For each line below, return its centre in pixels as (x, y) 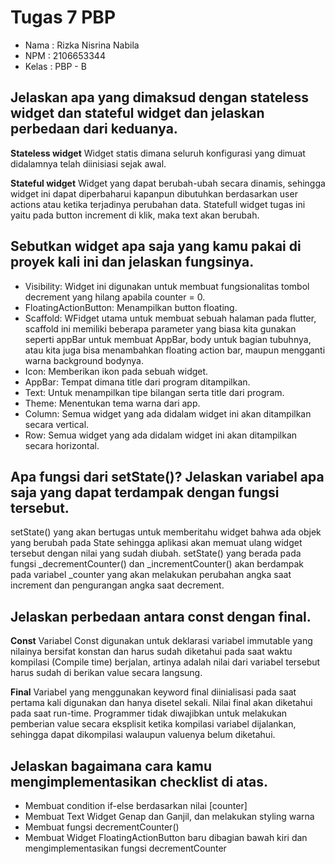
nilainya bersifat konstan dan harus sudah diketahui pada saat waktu (151, 652)
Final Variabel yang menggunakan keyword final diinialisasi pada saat (153, 692)
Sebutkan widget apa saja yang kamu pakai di (156, 246)
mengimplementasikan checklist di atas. (139, 781)
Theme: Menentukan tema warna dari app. (112, 403)
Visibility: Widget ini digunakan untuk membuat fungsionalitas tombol (167, 286)
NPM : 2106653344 (65, 55)
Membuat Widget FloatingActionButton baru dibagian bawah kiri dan (166, 837)
